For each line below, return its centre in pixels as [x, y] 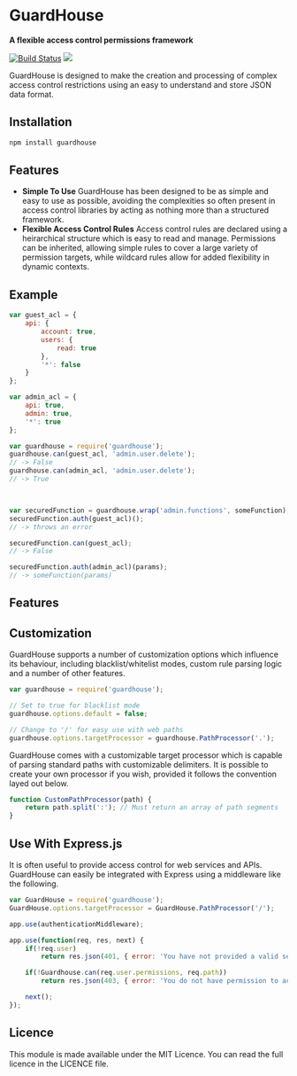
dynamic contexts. [56, 267]
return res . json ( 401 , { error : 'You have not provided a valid [160, 957]
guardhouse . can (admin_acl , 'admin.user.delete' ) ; [103, 471]
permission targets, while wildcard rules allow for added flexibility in [145, 257]
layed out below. [39, 783]
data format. [32, 94]
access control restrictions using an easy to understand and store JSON [141, 84]
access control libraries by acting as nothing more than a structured [145, 210]
